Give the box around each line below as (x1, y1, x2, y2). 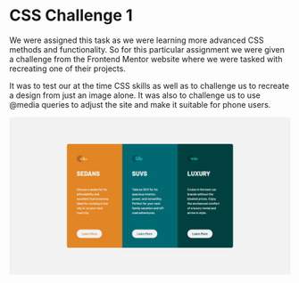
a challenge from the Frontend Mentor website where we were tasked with (9, 53, 283, 64)
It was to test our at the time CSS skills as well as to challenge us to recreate (9, 80, 290, 91)
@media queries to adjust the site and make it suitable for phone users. (9, 99, 271, 109)
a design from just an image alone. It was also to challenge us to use (9, 90, 261, 101)
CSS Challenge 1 (9, 5, 133, 26)
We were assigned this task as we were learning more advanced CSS (9, 35, 264, 45)
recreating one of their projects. (9, 63, 127, 74)
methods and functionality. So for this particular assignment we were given (9, 44, 286, 54)
